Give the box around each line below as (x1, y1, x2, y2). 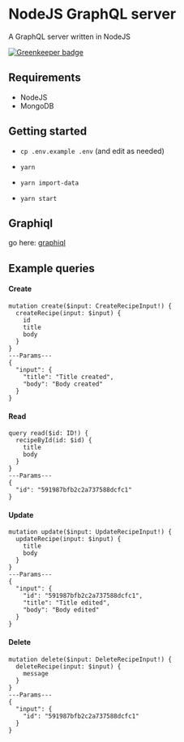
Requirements (8, 70, 81, 85)
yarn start (19, 194, 58, 203)
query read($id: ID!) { (8, 429, 89, 437)
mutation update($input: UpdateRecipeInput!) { (8, 528, 173, 536)
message (23, 669, 49, 677)
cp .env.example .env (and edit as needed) (19, 146, 165, 156)
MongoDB (19, 100, 54, 110)
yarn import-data (19, 179, 79, 187)
